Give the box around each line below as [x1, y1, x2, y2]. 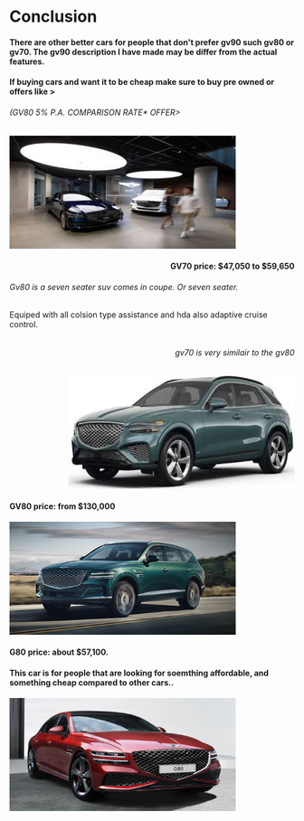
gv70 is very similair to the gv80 [175, 346, 295, 358]
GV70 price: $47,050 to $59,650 [170, 260, 295, 272]
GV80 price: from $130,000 [9, 501, 116, 512]
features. [9, 56, 45, 67]
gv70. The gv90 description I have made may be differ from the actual [9, 46, 278, 57]
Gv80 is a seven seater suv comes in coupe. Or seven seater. [9, 281, 239, 292]
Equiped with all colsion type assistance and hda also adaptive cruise [9, 309, 269, 320]
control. [9, 319, 39, 330]
